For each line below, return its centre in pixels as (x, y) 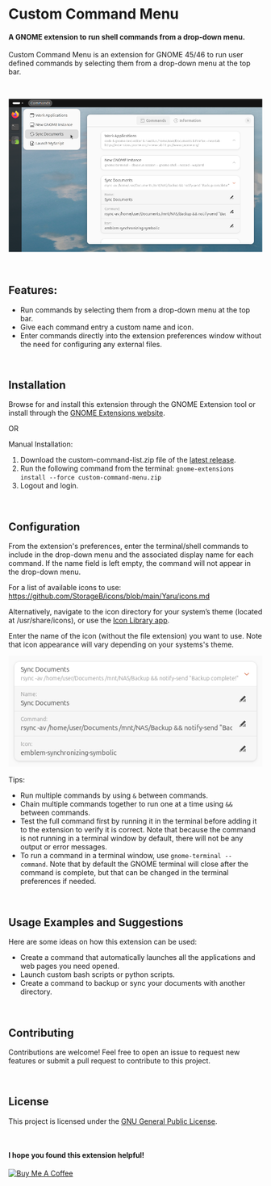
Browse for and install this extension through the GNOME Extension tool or (132, 404)
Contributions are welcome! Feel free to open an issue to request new (124, 1052)
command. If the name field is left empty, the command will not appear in (130, 564)
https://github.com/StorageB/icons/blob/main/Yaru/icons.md (109, 596)
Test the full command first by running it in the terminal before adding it (138, 821)
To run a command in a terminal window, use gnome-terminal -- (126, 856)
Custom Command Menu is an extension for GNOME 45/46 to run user (126, 55)
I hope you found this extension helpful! (77, 1155)
